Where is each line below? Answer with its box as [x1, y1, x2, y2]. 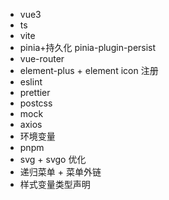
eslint [19, 76, 43, 88]
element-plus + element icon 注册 [19, 65, 159, 76]
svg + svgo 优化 [19, 154, 87, 165]
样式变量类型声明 [19, 179, 91, 190]
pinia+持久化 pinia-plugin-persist [19, 42, 157, 53]
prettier [19, 87, 51, 98]
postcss [19, 97, 53, 109]
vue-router [19, 53, 65, 64]
